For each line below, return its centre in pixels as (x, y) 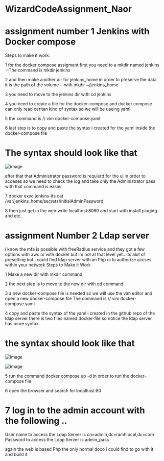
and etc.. (14, 216)
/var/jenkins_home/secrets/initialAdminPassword (54, 201)
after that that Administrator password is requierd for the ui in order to (75, 176)
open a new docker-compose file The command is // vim (62, 298)
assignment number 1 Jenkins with (77, 32)
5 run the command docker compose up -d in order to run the (67, 376)
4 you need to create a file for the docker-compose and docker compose (79, 104)
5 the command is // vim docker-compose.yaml (53, 119)
